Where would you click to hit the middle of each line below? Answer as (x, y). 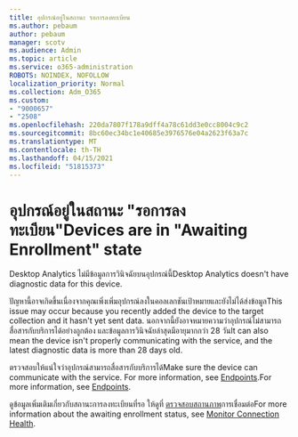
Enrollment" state (76, 249)
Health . (23, 424)
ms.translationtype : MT (53, 142)
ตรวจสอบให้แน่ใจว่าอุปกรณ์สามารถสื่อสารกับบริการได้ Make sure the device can (133, 368)
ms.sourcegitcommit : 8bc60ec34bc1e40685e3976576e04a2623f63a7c (129, 134)
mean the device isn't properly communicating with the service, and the (141, 341)
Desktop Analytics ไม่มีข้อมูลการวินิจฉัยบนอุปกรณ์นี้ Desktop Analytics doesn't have (149, 274)
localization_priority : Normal (67, 84)
